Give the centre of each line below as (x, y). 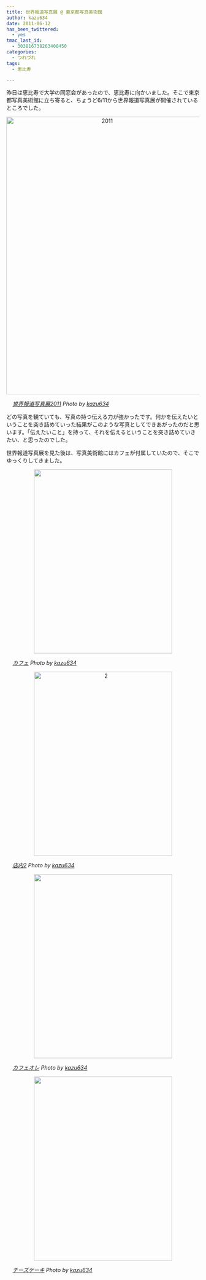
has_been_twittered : (33, 29)
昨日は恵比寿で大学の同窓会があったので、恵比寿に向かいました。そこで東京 (103, 93)
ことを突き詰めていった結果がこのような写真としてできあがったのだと (105, 424)
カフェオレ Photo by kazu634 (50, 1068)
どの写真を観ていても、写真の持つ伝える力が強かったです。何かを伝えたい (100, 417)
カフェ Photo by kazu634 (44, 663)
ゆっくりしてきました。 (36, 461)
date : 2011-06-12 (29, 23)
